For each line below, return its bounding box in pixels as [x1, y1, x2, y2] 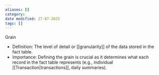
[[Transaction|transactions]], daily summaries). [12, 65, 107, 71]
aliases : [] [5, 7, 29, 12]
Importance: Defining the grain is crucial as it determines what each [12, 54, 149, 60]
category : [5, 12, 25, 17]
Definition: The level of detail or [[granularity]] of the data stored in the [12, 44, 154, 50]
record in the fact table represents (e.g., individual [12, 59, 114, 65]
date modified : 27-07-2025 [5, 16, 60, 21]
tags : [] [5, 21, 23, 26]
